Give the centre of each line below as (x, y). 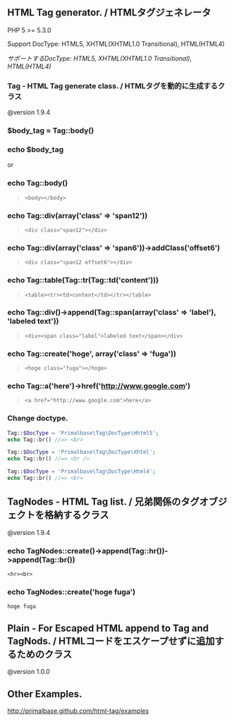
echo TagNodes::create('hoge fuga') (72, 591)
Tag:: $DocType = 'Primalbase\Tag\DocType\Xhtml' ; (82, 452)
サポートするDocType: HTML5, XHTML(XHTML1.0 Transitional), (100, 58)
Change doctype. (38, 419)
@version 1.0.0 (29, 672)
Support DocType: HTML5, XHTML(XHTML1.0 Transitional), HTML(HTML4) (116, 44)
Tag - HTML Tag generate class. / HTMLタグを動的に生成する (113, 85)
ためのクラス (44, 654)
